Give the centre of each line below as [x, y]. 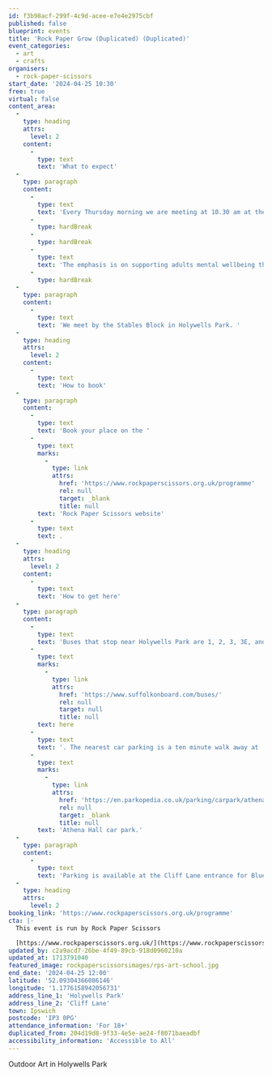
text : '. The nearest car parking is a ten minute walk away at [148, 747]
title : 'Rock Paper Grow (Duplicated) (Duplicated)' [99, 39]
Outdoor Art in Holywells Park [58, 1064]
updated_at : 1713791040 [49, 958]
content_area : [32, 106]
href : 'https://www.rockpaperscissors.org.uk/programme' [157, 483]
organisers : [28, 69]
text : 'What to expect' [77, 167]
